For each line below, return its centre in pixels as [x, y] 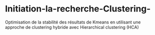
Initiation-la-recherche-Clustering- [78, 9]
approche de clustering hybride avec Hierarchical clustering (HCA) [72, 27]
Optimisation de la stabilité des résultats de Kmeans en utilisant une [73, 22]
